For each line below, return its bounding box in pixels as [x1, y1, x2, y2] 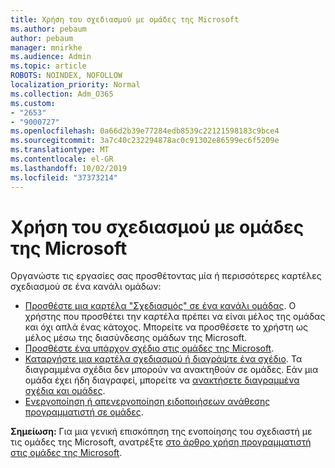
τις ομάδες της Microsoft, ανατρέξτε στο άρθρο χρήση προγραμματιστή [10, 436, 312, 448]
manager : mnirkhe [10, 42, 83, 53]
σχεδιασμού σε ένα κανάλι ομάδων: [10, 281, 162, 293]
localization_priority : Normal [10, 80, 141, 90]
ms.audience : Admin [10, 52, 92, 62]
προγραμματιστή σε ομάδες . [24, 406, 144, 418]
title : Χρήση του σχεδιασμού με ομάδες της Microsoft [10, 14, 240, 25]
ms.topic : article [10, 61, 87, 71]
